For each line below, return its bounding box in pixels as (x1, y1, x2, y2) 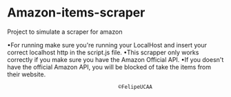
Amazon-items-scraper (7, 5, 145, 21)
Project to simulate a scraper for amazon (7, 28, 123, 36)
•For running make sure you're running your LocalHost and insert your (7, 41, 208, 49)
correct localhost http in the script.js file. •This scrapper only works (7, 48, 199, 56)
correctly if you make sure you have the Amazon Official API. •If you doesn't (7, 55, 224, 63)
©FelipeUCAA (118, 83, 153, 90)
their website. (7, 70, 46, 78)
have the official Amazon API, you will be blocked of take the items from (7, 63, 212, 71)
